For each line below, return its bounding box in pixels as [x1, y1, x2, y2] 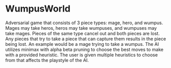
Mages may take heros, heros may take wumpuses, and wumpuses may [5, 25, 157, 31]
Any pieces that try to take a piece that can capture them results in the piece [5, 36, 166, 42]
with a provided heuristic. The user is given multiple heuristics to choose [5, 51, 158, 58]
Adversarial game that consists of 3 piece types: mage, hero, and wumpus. [5, 20, 163, 26]
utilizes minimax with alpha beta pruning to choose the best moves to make [5, 46, 164, 52]
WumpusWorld [5, 3, 70, 15]
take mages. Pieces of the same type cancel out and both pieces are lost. [5, 30, 160, 36]
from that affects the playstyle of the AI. [5, 57, 89, 63]
